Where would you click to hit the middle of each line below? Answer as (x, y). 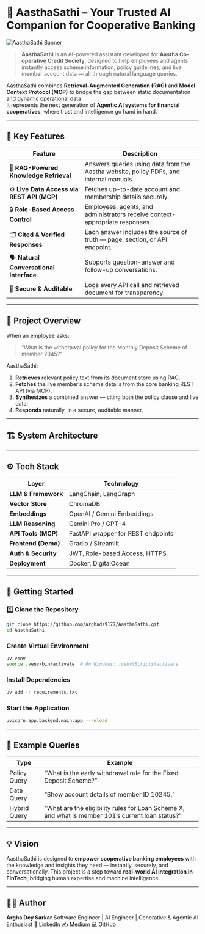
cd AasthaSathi (26, 630)
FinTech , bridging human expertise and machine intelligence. (83, 878)
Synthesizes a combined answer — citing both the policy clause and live (107, 397)
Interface (23, 275)
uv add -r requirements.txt (42, 692)
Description (140, 153)
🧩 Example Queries (43, 746)
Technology (121, 484)
